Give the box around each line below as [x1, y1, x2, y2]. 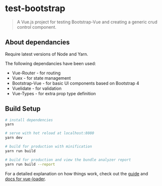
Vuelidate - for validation [12, 85, 62, 91]
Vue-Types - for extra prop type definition [12, 90, 96, 96]
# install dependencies [5, 118, 53, 122]
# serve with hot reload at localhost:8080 [5, 131, 95, 136]
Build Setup [5, 105, 41, 113]
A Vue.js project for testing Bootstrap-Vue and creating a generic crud [16, 19, 158, 25]
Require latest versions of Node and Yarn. [5, 51, 88, 57]
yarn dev [5, 135, 23, 140]
